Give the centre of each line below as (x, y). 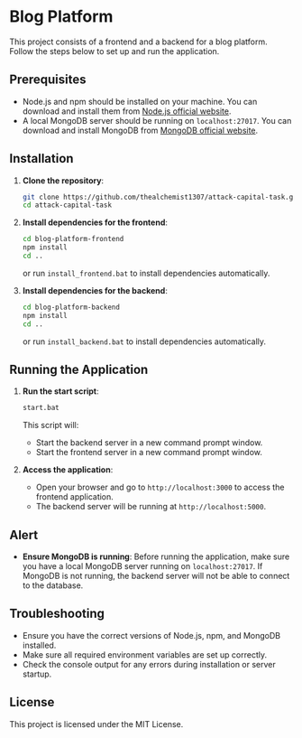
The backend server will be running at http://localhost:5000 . (151, 507)
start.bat (41, 408)
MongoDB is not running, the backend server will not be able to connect (156, 576)
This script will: (50, 425)
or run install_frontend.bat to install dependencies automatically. (146, 273)
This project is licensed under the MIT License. (96, 724)
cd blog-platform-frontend (73, 239)
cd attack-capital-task (67, 205)
